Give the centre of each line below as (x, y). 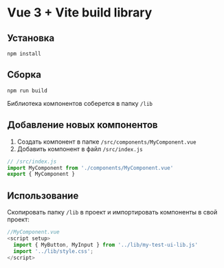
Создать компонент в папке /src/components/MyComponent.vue (107, 142)
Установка (31, 38)
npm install (24, 54)
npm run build (27, 91)
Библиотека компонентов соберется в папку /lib (80, 103)
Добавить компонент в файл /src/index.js (80, 148)
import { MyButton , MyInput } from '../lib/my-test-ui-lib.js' (105, 245)
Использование (43, 196)
